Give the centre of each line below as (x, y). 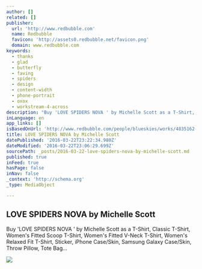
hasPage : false (25, 168)
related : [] (21, 17)
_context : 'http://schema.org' (45, 180)
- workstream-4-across (40, 107)
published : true (26, 157)
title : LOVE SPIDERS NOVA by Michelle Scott (63, 135)
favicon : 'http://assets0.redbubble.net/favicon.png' (80, 40)
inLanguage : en (25, 118)
